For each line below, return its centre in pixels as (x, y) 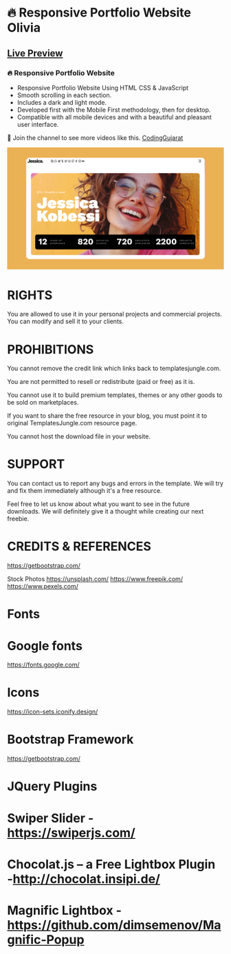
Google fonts (45, 646)
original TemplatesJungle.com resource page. (72, 423)
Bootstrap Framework (70, 740)
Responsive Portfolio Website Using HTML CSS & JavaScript (103, 88)
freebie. (18, 519)
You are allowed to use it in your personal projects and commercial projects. (114, 314)
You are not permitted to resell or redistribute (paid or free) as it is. (101, 382)
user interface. (38, 124)
